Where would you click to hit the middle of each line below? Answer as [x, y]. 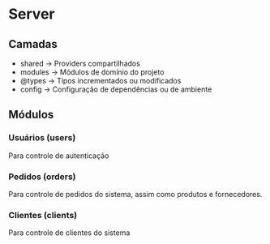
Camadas [33, 44]
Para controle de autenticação [59, 156]
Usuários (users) [42, 138]
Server [32, 14]
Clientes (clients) [43, 215]
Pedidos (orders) [42, 177]
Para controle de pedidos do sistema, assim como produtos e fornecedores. [135, 194]
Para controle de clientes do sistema [69, 233]
